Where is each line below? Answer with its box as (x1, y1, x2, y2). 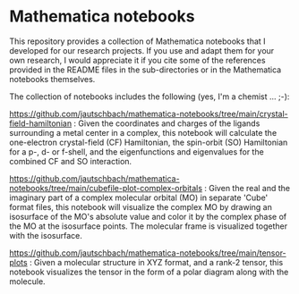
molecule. (9, 275, 47, 287)
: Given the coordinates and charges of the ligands (73, 118, 261, 129)
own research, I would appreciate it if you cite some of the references (9, 55, 266, 65)
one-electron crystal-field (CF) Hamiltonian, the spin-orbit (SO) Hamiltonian (9, 137, 288, 147)
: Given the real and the (204, 182, 291, 193)
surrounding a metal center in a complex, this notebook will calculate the (9, 127, 278, 138)
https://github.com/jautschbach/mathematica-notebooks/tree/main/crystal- (9, 108, 288, 119)
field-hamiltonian (9, 118, 73, 129)
